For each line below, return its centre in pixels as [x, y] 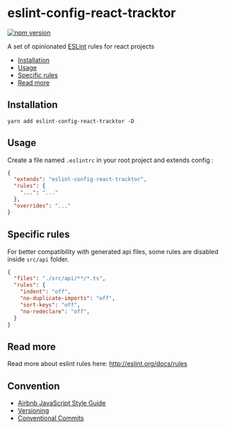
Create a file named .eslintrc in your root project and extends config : [110, 160]
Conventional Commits [51, 418]
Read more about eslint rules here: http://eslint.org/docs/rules [97, 364]
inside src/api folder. [38, 259]
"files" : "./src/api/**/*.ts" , [60, 279]
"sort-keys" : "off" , [50, 305]
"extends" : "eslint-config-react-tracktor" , [80, 179]
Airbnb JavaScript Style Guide [62, 403]
